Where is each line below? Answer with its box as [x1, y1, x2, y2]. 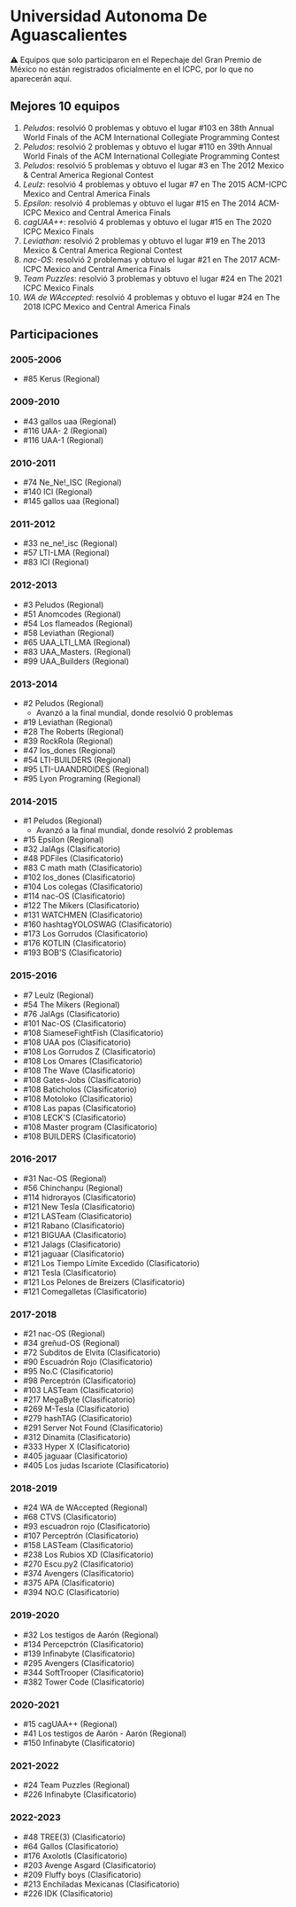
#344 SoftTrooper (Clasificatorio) [22, 1667, 145, 1677]
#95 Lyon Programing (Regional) [22, 773, 141, 783]
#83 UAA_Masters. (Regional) [22, 646, 132, 657]
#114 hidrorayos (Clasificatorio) [22, 1192, 136, 1203]
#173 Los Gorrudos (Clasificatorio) [22, 929, 148, 939]
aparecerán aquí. [10, 73, 72, 83]
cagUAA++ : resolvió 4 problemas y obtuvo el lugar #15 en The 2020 [22, 216, 272, 227]
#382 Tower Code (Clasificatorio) [22, 1677, 145, 1687]
